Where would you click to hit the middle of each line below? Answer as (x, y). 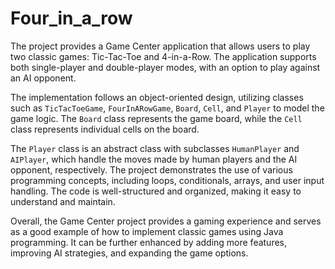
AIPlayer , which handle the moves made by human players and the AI (154, 159)
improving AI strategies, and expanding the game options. (129, 253)
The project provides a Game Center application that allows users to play (160, 46)
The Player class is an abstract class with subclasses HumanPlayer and (155, 148)
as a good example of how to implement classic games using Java (147, 231)
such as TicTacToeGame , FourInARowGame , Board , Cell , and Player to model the (167, 108)
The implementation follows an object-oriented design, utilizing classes (157, 97)
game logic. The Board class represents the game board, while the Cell (156, 118)
